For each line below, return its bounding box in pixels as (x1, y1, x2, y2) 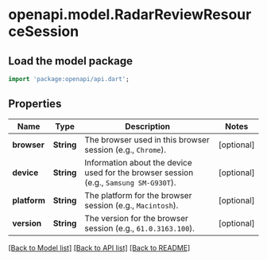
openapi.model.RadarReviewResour (8, 6, 252, 24)
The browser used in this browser (84, 134, 210, 145)
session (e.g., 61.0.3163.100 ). (84, 223, 195, 234)
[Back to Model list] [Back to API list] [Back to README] (8, 243, 191, 252)
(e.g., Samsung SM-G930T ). (84, 177, 176, 188)
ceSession (8, 22, 79, 41)
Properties (8, 97, 62, 111)
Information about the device (84, 157, 192, 168)
